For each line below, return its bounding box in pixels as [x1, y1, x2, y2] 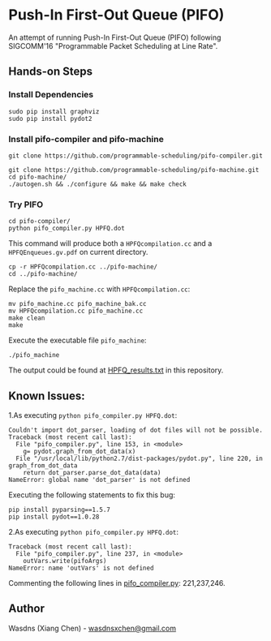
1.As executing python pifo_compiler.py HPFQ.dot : [8, 411, 178, 420]
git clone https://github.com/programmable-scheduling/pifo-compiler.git [8, 152, 264, 160]
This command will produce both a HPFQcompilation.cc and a [8, 239, 213, 248]
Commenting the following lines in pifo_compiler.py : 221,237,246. [8, 579, 226, 588]
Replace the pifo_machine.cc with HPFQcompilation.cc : [8, 284, 191, 294]
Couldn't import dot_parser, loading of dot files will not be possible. [8, 426, 264, 435]
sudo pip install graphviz [8, 107, 100, 115]
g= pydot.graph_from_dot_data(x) [23, 448, 136, 456]
